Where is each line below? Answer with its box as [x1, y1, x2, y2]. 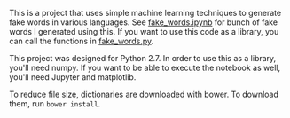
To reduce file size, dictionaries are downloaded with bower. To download [9, 89, 279, 99]
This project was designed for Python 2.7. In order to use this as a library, [9, 53, 277, 63]
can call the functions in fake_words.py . [9, 35, 154, 46]
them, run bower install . [9, 98, 101, 109]
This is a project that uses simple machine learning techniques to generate [9, 8, 282, 18]
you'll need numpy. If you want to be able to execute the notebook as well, [9, 62, 281, 73]
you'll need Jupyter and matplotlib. [9, 72, 137, 83]
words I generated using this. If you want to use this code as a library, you [9, 27, 279, 36]
